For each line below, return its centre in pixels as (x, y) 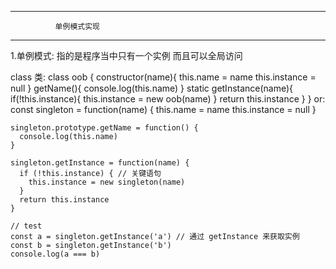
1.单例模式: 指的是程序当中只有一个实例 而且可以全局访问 (126, 55)
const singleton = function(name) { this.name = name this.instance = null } (163, 109)
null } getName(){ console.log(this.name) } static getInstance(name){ (152, 88)
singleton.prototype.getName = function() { (104, 128)
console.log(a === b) (55, 254)
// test (26, 226)
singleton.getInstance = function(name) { (100, 163)
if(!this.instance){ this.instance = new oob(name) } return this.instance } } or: (168, 99)
